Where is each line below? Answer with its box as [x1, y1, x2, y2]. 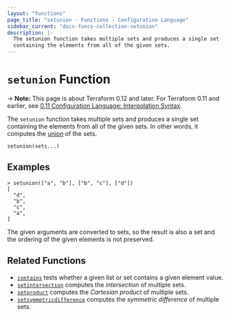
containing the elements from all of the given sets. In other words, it [7, 122, 198, 131]
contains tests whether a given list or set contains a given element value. [16, 273, 224, 282]
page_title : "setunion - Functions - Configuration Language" [7, 16, 189, 23]
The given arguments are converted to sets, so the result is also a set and [7, 227, 215, 236]
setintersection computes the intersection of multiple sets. [16, 280, 187, 289]
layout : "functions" [7, 10, 67, 17]
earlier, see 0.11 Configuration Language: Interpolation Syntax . [7, 101, 183, 110]
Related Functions [7, 255, 87, 267]
